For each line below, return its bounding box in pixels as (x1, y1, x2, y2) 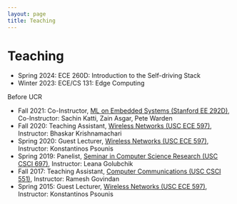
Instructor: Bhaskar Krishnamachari (17, 129, 122, 138)
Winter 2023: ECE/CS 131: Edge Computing (17, 79, 145, 88)
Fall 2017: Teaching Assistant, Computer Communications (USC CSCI (17, 167, 221, 175)
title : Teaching (7, 17, 56, 24)
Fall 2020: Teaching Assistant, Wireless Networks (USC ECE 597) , (17, 122, 212, 131)
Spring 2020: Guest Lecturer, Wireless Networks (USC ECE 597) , (17, 137, 209, 146)
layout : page (7, 10, 46, 18)
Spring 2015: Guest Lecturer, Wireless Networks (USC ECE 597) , (17, 183, 208, 191)
